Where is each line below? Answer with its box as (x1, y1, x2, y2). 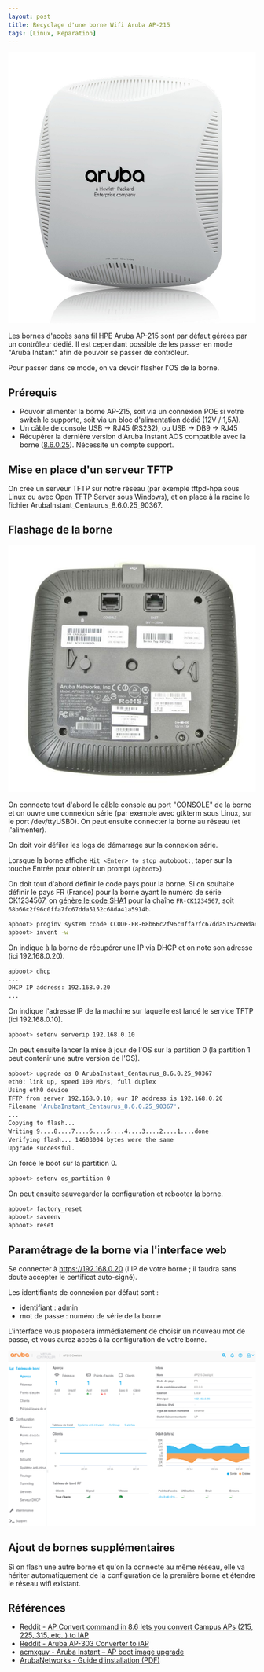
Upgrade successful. (8, 1144, 76, 1152)
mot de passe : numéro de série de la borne (19, 1311, 162, 1321)
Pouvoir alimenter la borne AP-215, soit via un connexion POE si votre (19, 407, 244, 416)
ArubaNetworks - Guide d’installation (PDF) (19, 1655, 160, 1665)
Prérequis (8, 386, 57, 399)
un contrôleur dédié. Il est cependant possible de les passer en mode (8, 339, 233, 349)
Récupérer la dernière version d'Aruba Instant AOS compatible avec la (19, 432, 246, 442)
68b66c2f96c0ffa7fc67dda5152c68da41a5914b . (8, 904, 152, 913)
